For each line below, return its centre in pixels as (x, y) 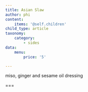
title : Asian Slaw (25, 10)
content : (14, 19)
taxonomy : (16, 33)
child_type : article (27, 29)
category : (25, 38)
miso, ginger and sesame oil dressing (44, 76)
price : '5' (35, 57)
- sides (31, 43)
